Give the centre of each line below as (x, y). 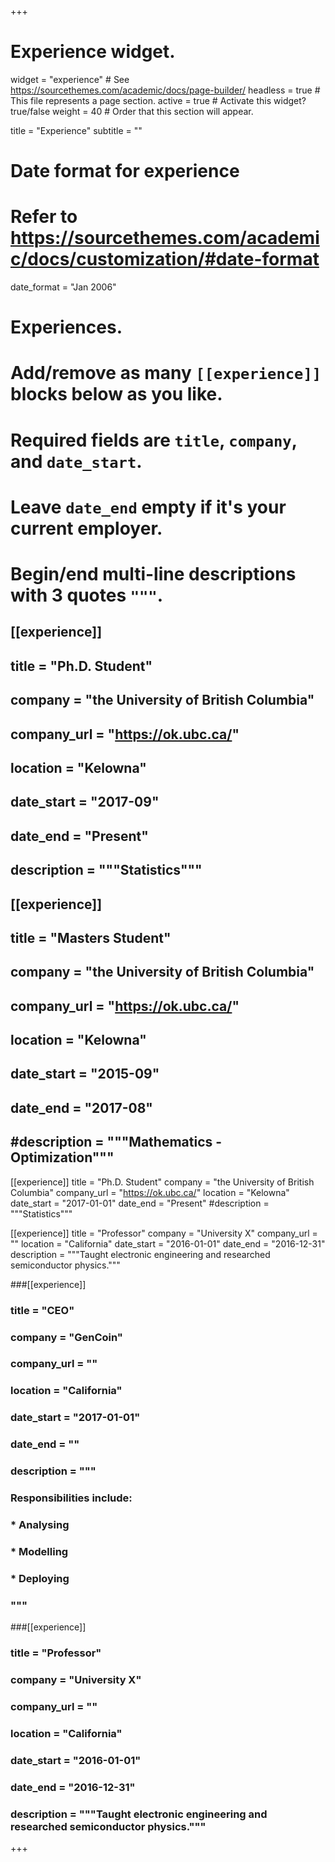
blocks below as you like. (116, 394)
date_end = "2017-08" (81, 1107)
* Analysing (40, 1524)
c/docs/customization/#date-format (165, 259)
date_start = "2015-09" (85, 1074)
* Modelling (39, 1551)
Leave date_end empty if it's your (148, 507)
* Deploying (40, 1578)
